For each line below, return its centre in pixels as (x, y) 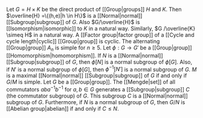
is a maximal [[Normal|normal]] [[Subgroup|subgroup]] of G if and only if (97, 76)
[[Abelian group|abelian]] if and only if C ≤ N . (63, 109)
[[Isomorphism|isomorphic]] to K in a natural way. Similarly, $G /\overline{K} (101, 28)
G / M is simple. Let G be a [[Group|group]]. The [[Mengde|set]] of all (91, 82)
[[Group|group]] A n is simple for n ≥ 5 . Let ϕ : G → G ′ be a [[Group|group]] (99, 48)
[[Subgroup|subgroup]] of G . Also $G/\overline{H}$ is (73, 22)
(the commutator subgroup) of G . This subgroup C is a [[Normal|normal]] (97, 96)
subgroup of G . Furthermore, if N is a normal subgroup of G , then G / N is (96, 102)
